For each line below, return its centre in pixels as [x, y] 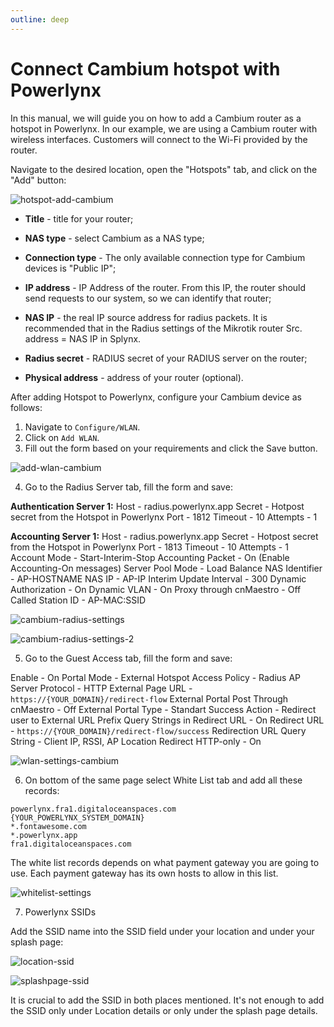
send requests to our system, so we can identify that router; [148, 298]
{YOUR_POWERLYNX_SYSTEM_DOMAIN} [77, 817]
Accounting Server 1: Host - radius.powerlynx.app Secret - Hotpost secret [164, 536]
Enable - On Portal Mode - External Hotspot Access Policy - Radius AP [156, 677]
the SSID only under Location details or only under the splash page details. [164, 1010]
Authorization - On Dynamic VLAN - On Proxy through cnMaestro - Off [156, 589]
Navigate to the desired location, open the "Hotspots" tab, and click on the [164, 169]
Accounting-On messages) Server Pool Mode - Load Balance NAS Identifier [166, 568]
